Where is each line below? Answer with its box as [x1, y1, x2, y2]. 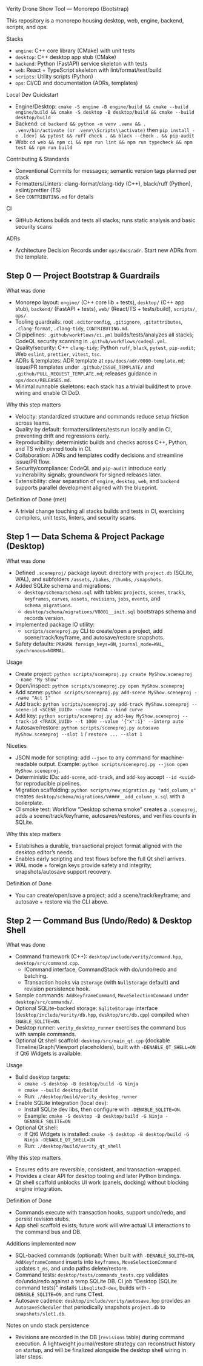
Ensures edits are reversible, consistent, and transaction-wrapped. [15, 1166, 182, 1173]
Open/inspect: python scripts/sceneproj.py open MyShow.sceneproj [15, 681, 185, 689]
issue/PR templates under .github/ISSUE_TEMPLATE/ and [15, 363, 155, 371]
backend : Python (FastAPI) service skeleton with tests [15, 60, 148, 67]
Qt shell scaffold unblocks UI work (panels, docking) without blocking [15, 1179, 189, 1186]
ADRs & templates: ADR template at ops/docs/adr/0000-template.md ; [15, 357, 185, 364]
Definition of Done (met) [6, 495, 67, 503]
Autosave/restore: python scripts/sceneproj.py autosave [15, 723, 159, 731]
